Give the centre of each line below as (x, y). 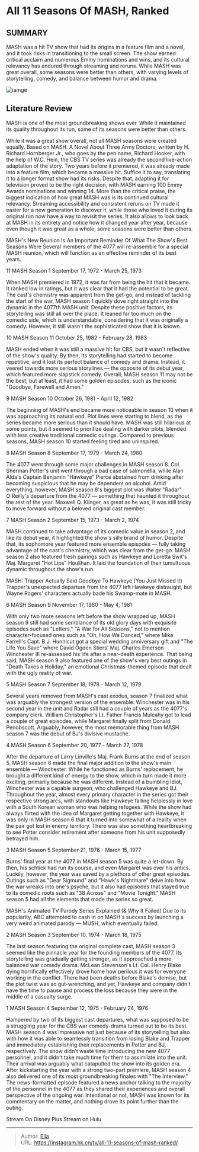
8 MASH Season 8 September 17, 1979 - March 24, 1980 (74, 453)
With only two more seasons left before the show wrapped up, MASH (91, 616)
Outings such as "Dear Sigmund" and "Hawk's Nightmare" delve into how (96, 880)
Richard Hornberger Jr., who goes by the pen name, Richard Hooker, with (96, 153)
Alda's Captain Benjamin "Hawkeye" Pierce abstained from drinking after (95, 477)
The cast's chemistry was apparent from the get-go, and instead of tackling (99, 295)
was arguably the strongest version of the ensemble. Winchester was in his (98, 702)
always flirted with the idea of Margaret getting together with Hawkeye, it (95, 813)
